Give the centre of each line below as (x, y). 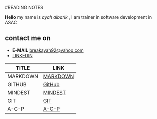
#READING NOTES (24, 7)
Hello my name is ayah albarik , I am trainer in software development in (79, 17)
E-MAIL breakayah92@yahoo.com (48, 50)
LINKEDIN (23, 55)
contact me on (28, 38)
